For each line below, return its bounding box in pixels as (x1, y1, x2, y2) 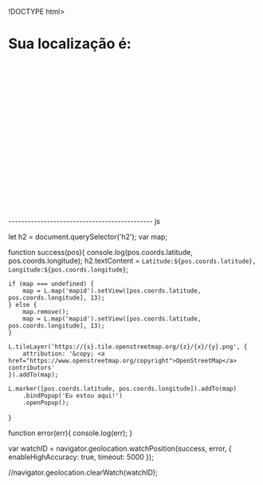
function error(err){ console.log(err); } (8, 427, 133, 438)
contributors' (8, 364, 56, 372)
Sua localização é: (8, 35, 131, 53)
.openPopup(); (22, 399, 69, 407)
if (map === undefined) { (8, 280, 94, 288)
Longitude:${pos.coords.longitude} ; (8, 264, 129, 274)
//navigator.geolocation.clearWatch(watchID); (8, 467, 158, 477)
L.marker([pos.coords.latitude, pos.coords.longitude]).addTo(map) (8, 384, 237, 392)
